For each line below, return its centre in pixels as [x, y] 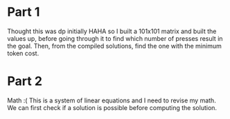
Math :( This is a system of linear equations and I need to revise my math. [112, 100]
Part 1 [24, 12]
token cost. [23, 53]
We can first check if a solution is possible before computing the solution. [112, 107]
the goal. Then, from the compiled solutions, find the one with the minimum [114, 46]
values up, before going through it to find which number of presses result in [115, 38]
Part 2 [25, 81]
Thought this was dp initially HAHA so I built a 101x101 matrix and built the [112, 31]
